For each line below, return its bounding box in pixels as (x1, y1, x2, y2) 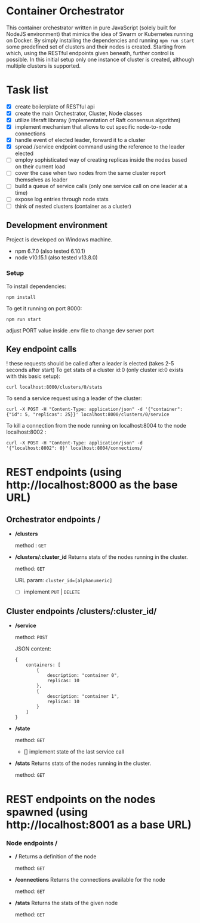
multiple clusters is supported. (6, 62, 81, 69)
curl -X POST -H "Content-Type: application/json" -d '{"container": (6, 406, 183, 413)
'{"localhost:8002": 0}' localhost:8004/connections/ (6, 445, 143, 452)
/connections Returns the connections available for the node (14, 876, 165, 883)
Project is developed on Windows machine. (6, 236, 113, 243)
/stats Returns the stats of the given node (14, 899, 118, 906)
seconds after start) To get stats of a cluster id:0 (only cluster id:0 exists (6, 367, 184, 374)
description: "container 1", (47, 694, 119, 700)
